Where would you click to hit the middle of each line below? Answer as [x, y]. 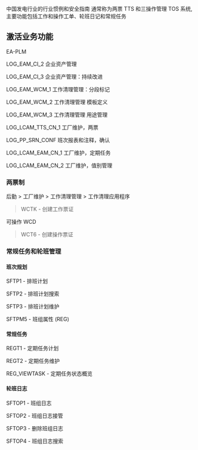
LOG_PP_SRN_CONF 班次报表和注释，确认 [58, 140]
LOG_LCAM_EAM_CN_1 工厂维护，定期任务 [58, 152]
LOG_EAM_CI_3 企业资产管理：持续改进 [55, 76]
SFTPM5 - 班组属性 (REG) [38, 319]
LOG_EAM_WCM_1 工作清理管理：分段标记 [58, 89]
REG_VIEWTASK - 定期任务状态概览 [49, 374]
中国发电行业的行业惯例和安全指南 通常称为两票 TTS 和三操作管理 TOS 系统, [99, 9]
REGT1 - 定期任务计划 [33, 349]
